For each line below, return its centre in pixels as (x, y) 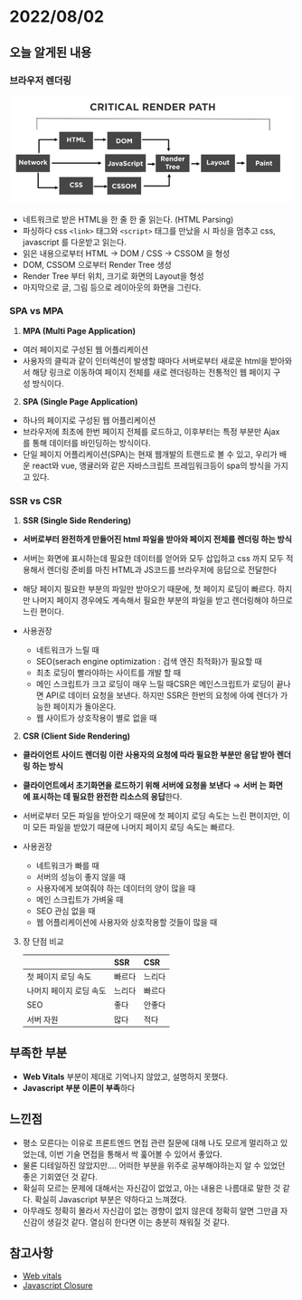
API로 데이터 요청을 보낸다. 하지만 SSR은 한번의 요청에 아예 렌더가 (162, 695)
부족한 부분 (38, 1053)
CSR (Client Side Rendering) (76, 736)
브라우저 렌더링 (41, 81)
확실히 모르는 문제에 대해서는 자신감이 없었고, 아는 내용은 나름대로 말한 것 (151, 1188)
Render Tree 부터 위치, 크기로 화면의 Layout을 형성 (113, 276)
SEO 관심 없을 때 (66, 911)
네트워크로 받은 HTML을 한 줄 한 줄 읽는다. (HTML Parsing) (128, 219)
